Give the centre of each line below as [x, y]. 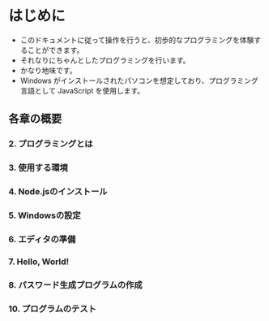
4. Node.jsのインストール [58, 192]
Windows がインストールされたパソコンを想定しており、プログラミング [139, 80]
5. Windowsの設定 [45, 215]
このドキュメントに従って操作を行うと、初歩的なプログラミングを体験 [137, 40]
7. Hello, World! [39, 262]
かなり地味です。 [48, 70]
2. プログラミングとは [51, 144]
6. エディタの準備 [42, 239]
